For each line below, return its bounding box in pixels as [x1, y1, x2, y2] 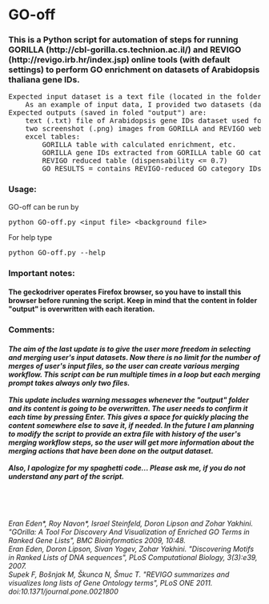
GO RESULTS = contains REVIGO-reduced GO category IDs [42, 164, 262, 174]
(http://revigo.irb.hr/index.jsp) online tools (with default [8, 54, 231, 66]
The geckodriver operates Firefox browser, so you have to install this [8, 287, 242, 297]
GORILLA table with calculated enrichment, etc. [42, 140, 237, 150]
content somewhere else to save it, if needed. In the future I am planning [8, 420, 255, 430]
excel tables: [25, 132, 81, 142]
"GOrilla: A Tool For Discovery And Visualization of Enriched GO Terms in [8, 526, 250, 537]
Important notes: [8, 267, 75, 278]
